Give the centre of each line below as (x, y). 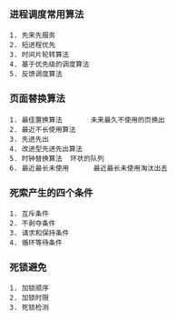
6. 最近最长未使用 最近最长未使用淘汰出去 (88, 168)
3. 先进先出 (29, 139)
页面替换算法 (38, 99)
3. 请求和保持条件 (39, 233)
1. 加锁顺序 (29, 288)
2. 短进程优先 (33, 45)
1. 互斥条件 (29, 214)
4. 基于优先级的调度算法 (49, 65)
